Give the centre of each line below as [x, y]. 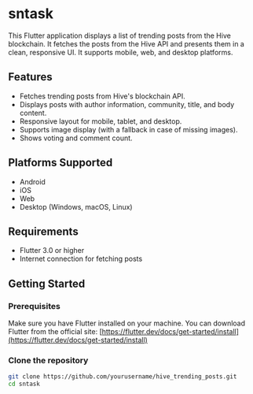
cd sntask [24, 384]
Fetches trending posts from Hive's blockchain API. [103, 96]
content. [33, 113]
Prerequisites [34, 306]
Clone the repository [48, 360]
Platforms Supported [60, 163]
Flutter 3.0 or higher [52, 251]
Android [32, 181]
